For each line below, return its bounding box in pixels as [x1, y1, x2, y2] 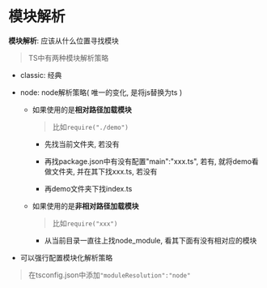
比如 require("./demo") [52, 122, 129, 131]
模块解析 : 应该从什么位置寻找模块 [8, 36, 119, 45]
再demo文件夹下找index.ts [44, 183, 133, 193]
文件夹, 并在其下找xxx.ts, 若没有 [51, 166, 158, 176]
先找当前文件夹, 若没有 [44, 139, 120, 148]
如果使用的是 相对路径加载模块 [32, 105, 132, 114]
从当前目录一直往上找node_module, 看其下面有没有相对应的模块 [44, 235, 257, 245]
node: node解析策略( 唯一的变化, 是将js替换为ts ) [19, 87, 183, 97]
